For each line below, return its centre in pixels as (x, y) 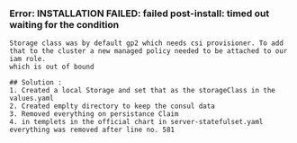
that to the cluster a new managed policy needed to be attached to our (148, 51)
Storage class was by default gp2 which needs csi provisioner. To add (146, 43)
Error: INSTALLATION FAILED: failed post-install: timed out (139, 13)
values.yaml (31, 98)
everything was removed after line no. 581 (92, 130)
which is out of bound (52, 67)
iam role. (28, 59)
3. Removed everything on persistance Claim (94, 114)
